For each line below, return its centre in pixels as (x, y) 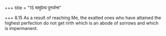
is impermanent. (21, 28)
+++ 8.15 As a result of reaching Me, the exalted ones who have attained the (83, 18)
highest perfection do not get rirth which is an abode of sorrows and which (82, 23)
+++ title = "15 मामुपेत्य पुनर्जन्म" (33, 8)
